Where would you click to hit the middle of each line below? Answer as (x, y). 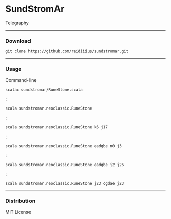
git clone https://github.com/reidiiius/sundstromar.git (67, 51)
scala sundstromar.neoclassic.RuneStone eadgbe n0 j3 (64, 146)
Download (18, 41)
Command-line (21, 80)
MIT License (18, 212)
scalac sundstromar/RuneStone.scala (44, 90)
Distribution (20, 201)
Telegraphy (17, 23)
